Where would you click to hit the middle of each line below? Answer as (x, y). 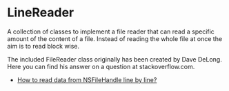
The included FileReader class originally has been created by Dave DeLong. (114, 59)
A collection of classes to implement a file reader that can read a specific (111, 31)
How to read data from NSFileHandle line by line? (87, 79)
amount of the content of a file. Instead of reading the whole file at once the (115, 38)
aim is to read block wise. (43, 46)
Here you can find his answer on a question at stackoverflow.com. (101, 66)
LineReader (41, 13)
